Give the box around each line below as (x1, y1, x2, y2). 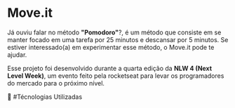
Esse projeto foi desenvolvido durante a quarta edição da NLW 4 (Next (7, 64, 213, 72)
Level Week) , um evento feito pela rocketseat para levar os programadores (7, 72, 224, 80)
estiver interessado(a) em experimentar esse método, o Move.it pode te (7, 43, 215, 51)
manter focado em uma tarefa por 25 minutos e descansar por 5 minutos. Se (7, 35, 229, 43)
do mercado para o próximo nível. (7, 79, 105, 87)
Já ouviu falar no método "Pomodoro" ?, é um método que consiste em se (7, 28, 222, 36)
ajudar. (7, 50, 27, 59)
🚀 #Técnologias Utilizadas (7, 93, 83, 101)
